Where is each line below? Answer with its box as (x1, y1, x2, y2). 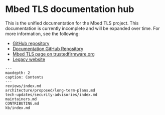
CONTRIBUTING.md (5, 101, 39, 106)
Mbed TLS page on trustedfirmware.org (12, 51, 95, 57)
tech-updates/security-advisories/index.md (5, 92, 98, 97)
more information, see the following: (5, 30, 80, 36)
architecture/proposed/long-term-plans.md (5, 87, 95, 93)
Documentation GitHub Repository (12, 45, 84, 51)
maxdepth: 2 (5, 70, 30, 75)
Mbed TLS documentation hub (5, 3, 134, 15)
